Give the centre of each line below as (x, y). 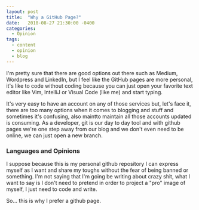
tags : (13, 39)
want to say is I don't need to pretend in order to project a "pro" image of (96, 183)
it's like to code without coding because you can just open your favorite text (99, 86)
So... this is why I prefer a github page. (54, 200)
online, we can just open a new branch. (54, 135)
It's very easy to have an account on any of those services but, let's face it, (99, 104)
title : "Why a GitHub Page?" (44, 17)
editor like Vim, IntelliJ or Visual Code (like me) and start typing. (85, 92)
